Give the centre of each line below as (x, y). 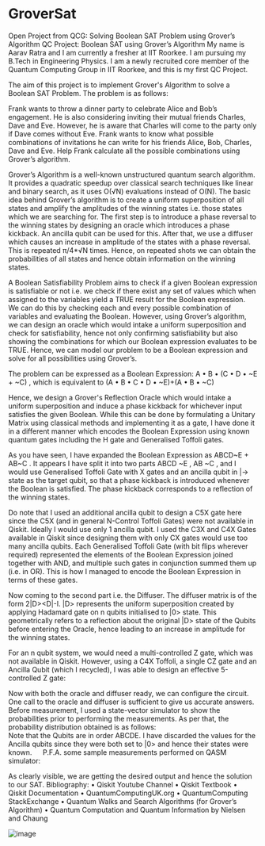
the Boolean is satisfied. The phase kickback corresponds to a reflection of (131, 488)
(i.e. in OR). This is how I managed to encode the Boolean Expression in (125, 571)
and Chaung (28, 818)
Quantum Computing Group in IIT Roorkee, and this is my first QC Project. (128, 69)
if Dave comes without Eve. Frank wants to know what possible (111, 134)
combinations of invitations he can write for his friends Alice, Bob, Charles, (130, 142)
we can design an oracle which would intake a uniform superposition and (127, 324)
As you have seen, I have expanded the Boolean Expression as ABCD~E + (129, 455)
